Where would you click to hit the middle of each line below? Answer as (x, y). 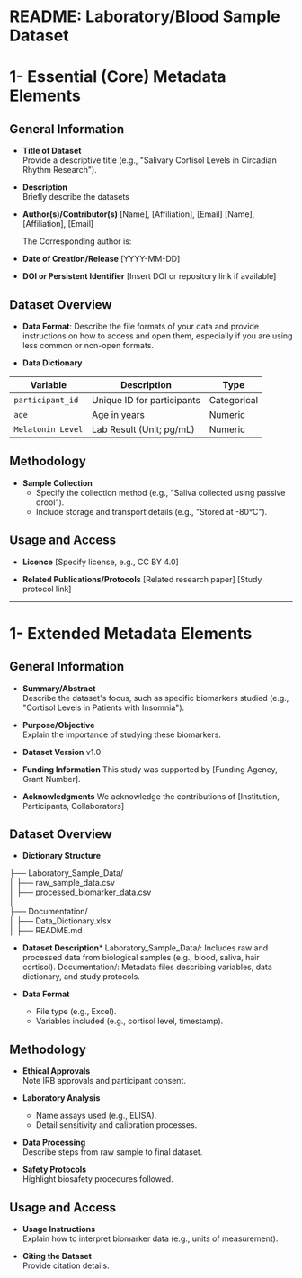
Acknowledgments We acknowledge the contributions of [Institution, (151, 796)
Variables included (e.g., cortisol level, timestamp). (129, 1021)
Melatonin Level (49, 429)
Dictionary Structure (62, 856)
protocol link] (47, 589)
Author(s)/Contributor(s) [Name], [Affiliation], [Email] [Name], (138, 214)
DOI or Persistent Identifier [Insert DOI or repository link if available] (149, 276)
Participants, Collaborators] (73, 805)
